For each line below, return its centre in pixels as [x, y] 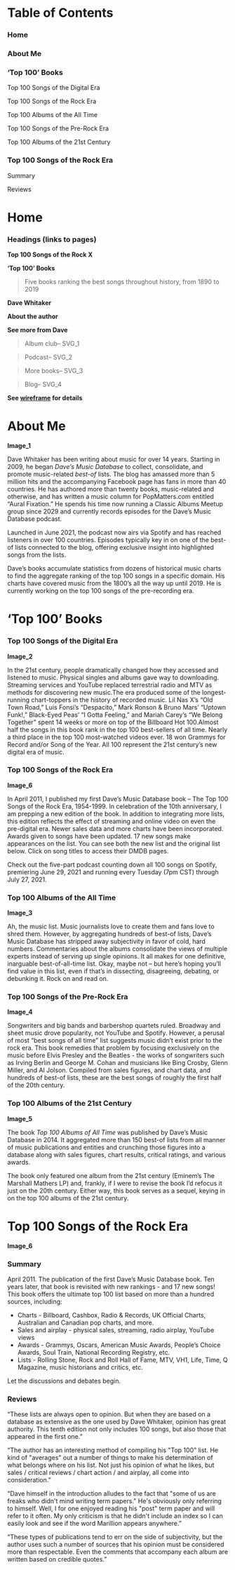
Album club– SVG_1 [52, 344]
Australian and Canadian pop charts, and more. [86, 1322]
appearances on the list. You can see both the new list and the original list [114, 844]
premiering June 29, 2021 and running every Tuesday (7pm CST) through [113, 872]
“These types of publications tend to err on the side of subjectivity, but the [115, 1537]
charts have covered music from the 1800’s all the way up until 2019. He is [114, 583]
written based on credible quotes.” [57, 1559]
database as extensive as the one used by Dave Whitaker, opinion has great [117, 1422]
